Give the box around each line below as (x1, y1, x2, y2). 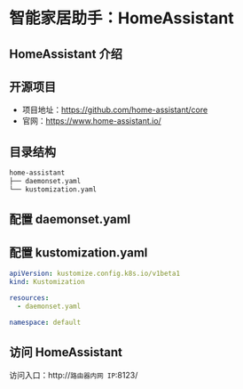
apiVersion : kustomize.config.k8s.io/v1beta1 (9, 269, 180, 279)
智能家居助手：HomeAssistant (9, 8, 234, 28)
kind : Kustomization (9, 277, 86, 286)
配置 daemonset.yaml (9, 212, 131, 227)
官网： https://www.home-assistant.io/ (21, 116, 161, 126)
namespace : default (9, 318, 82, 327)
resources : (9, 293, 50, 303)
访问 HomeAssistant (9, 344, 122, 360)
